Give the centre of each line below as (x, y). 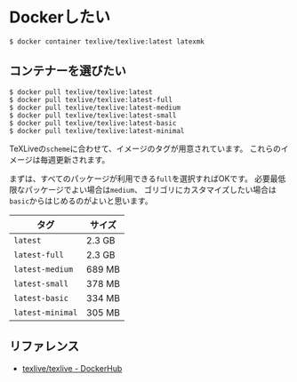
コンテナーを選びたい (68, 71)
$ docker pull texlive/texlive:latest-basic (93, 123)
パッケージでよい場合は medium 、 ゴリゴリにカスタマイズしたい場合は (151, 189)
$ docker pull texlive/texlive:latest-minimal (97, 131)
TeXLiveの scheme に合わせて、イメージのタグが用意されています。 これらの (145, 148)
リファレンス (44, 346)
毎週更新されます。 (75, 159)
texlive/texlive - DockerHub (72, 368)
